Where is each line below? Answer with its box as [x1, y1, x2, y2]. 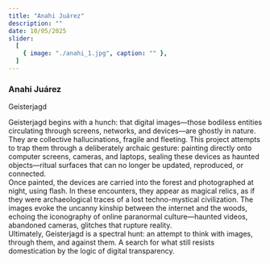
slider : [8, 34, 35, 43]
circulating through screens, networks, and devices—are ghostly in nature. [8, 126, 256, 136]
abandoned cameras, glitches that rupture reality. [8, 220, 172, 230]
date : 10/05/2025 [8, 27, 67, 35]
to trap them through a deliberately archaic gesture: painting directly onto [8, 143, 252, 153]
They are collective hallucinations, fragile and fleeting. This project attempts [8, 135, 260, 145]
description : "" [8, 19, 63, 27]
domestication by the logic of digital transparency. [8, 246, 175, 256]
